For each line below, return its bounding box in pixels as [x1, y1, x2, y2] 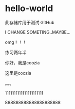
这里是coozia [5, 70, 32, 76]
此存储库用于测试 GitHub [5, 19, 55, 25]
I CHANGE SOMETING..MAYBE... [5, 29, 71, 35]
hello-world [5, 3, 54, 14]
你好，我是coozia [5, 60, 40, 65]
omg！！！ [5, 39, 27, 45]
